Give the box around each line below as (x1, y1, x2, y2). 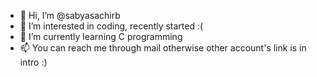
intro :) (19, 56, 48, 68)
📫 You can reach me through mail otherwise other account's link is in (19, 42, 307, 54)
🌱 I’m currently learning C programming (19, 31, 183, 42)
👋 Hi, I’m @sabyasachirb (19, 10, 121, 21)
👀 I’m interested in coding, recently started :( (19, 20, 204, 32)
